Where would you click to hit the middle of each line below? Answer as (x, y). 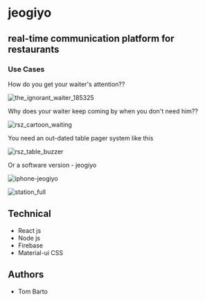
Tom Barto (33, 291)
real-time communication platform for (91, 39)
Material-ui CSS (41, 252)
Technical (29, 214)
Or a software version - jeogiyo (52, 165)
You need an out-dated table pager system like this (81, 138)
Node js (29, 238)
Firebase (30, 245)
